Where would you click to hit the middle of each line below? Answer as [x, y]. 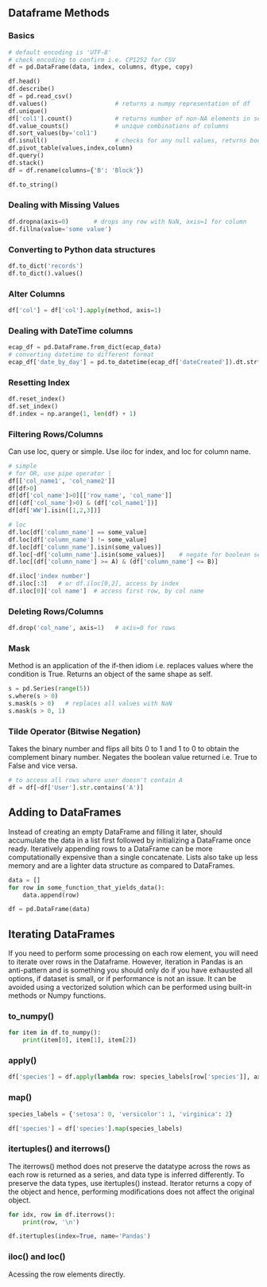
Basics [21, 36]
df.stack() [26, 162]
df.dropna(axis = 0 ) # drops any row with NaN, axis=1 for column [128, 221]
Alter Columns [37, 294]
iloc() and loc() [37, 1257]
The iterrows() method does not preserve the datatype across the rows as [129, 1166]
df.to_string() [33, 185]
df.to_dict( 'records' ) [46, 266]
